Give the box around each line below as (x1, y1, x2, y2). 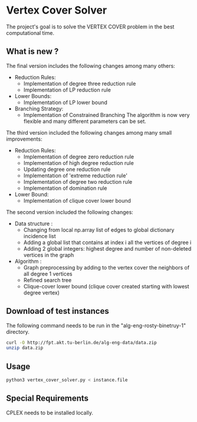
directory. (6, 328, 29, 335)
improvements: (6, 135, 42, 142)
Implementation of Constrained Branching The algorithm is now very (23, 111, 190, 118)
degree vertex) (23, 289, 60, 296)
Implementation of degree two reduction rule (23, 178, 133, 185)
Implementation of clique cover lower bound (23, 197, 132, 204)
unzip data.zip (6, 345, 44, 351)
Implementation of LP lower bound (23, 99, 108, 106)
